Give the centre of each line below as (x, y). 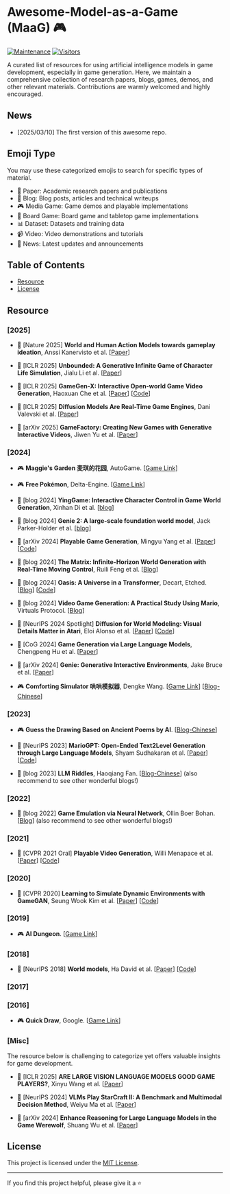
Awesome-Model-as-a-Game (93, 12)
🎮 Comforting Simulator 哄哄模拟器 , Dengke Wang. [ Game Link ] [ (111, 686)
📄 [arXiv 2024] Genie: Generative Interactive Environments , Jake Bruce (119, 665)
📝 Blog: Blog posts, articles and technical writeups (88, 198)
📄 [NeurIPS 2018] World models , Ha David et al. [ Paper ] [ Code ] (106, 969)
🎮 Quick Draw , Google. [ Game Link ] (69, 1020)
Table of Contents (46, 265)
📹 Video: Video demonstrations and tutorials (80, 233)
